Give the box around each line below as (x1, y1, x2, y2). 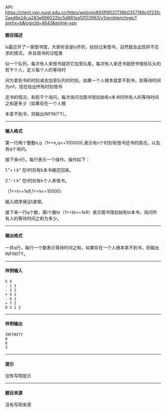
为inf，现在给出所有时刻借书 (5, 84, 63, 90)
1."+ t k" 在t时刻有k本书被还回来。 (5, 167, 74, 173)
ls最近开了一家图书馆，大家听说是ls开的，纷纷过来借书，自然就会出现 (5, 44, 146, 50)
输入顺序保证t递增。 (5, 199, 46, 205)
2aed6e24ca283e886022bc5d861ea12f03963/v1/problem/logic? (5, 15, 137, 20)
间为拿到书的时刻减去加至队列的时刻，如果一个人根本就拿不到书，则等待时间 (5, 77, 161, 83)
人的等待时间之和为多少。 (9, 215, 62, 221)
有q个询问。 (5, 146, 30, 152)
